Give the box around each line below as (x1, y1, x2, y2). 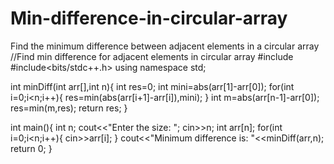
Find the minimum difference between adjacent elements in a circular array (10, 40, 320, 52)
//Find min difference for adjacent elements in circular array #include (10, 50, 294, 62)
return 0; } (10, 142, 53, 154)
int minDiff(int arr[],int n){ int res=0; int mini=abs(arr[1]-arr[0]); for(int (10, 80, 295, 92)
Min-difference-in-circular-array (10, 7, 288, 30)
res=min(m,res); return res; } (10, 102, 128, 114)
